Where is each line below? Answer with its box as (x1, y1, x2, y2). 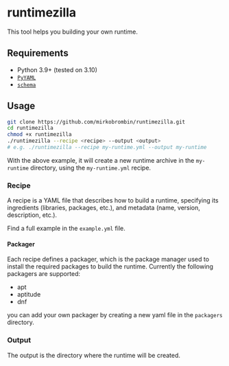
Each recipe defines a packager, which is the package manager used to (7, 255, 210, 264)
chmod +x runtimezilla (7, 131, 72, 138)
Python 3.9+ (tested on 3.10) (16, 65, 98, 73)
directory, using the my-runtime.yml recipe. (30, 163, 152, 172)
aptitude (16, 290, 41, 299)
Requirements (7, 47, 69, 59)
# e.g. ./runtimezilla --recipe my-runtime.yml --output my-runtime (7, 144, 207, 151)
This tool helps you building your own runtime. (7, 27, 138, 36)
